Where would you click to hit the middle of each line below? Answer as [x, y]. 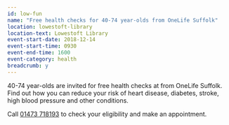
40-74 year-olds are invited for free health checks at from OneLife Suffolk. [115, 85]
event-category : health [42, 59]
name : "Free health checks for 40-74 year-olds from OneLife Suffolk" [113, 20]
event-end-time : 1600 [39, 53]
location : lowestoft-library [50, 27]
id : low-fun [25, 14]
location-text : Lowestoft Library [58, 33]
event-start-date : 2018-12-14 [52, 40]
